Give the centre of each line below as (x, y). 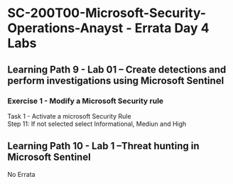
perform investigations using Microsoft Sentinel (116, 81)
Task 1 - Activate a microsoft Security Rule (69, 116)
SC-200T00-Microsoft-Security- (107, 13)
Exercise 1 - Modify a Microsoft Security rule (86, 101)
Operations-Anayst (65, 28)
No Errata (21, 174)
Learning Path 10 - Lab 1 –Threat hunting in (104, 146)
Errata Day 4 (172, 28)
